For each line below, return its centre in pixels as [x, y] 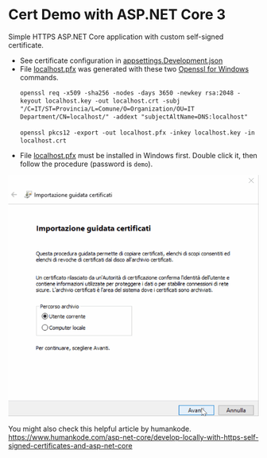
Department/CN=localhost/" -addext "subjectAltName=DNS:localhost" [133, 117]
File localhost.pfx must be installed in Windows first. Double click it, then [139, 155]
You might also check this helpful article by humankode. [100, 429]
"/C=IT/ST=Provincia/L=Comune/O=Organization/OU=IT [107, 109]
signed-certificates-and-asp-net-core [70, 445]
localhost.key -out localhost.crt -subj [112, 101]
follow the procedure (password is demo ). [86, 164]
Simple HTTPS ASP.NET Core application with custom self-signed [116, 37]
